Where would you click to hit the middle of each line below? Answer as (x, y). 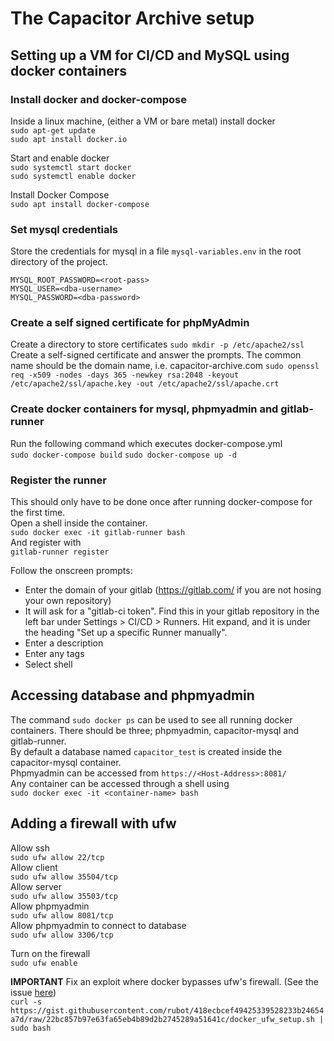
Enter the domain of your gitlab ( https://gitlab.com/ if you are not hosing (173, 590)
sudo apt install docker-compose (80, 204)
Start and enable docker (60, 158)
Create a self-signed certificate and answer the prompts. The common (156, 355)
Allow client (34, 867)
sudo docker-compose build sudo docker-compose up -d (123, 455)
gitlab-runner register (60, 552)
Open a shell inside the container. (79, 523)
